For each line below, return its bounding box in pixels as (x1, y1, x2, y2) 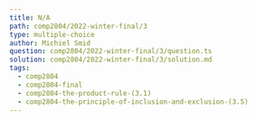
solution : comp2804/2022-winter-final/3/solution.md (9, 55, 213, 64)
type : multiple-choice (9, 30, 95, 39)
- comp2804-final (17, 80, 83, 89)
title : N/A (9, 13, 51, 23)
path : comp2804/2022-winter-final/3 (9, 22, 148, 31)
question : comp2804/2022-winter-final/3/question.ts (9, 47, 213, 56)
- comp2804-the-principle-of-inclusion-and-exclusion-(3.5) (17, 97, 249, 106)
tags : (9, 64, 30, 73)
